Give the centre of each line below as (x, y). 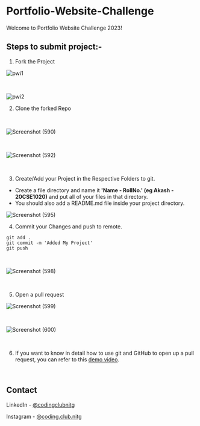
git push (17, 248)
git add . (19, 237)
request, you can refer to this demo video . (67, 359)
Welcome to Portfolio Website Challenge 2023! (64, 28)
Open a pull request (39, 294)
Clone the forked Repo (43, 108)
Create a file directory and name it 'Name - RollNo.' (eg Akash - (94, 190)
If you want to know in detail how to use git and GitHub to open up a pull (105, 353)
